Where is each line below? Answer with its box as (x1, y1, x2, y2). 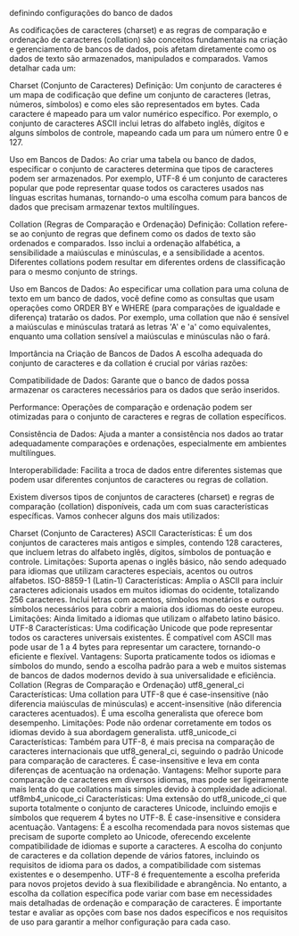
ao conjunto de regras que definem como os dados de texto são (20, 228, 256, 239)
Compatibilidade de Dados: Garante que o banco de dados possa (9, 375, 250, 385)
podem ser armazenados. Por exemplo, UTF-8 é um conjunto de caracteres (9, 173, 288, 184)
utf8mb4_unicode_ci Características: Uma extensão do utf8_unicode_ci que (9, 793, 287, 804)
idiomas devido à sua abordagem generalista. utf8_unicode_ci (9, 727, 237, 737)
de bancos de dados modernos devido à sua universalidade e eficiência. (9, 670, 277, 681)
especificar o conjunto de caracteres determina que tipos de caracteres (9, 164, 274, 174)
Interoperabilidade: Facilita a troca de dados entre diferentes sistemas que (9, 465, 283, 476)
